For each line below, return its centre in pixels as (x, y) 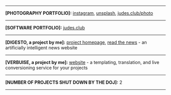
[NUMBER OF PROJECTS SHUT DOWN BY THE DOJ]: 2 (64, 82)
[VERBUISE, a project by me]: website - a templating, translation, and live (82, 62)
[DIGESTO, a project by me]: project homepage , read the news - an (76, 42)
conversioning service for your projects (47, 68)
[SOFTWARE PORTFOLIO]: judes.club (45, 28)
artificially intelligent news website (41, 48)
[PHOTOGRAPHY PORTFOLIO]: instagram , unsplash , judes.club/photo (79, 13)
